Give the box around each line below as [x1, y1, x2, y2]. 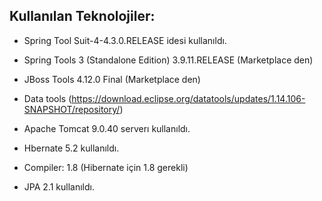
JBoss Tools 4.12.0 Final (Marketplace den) [23, 73, 201, 85]
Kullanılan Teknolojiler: [9, 8, 156, 25]
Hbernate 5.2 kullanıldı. [23, 142, 120, 154]
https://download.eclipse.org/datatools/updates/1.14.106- [71, 92, 306, 104]
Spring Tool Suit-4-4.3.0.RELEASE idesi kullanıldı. [23, 34, 227, 46]
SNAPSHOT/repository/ [23, 103, 121, 115]
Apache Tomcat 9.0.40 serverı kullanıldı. [23, 122, 191, 134]
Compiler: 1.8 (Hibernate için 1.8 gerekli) [23, 161, 189, 173]
